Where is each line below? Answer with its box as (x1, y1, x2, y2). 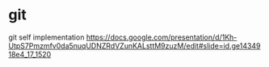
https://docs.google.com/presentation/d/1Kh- (86, 32, 237, 42)
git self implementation (8, 32, 85, 42)
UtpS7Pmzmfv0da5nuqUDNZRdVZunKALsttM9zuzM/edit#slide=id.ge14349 (8, 40, 261, 50)
